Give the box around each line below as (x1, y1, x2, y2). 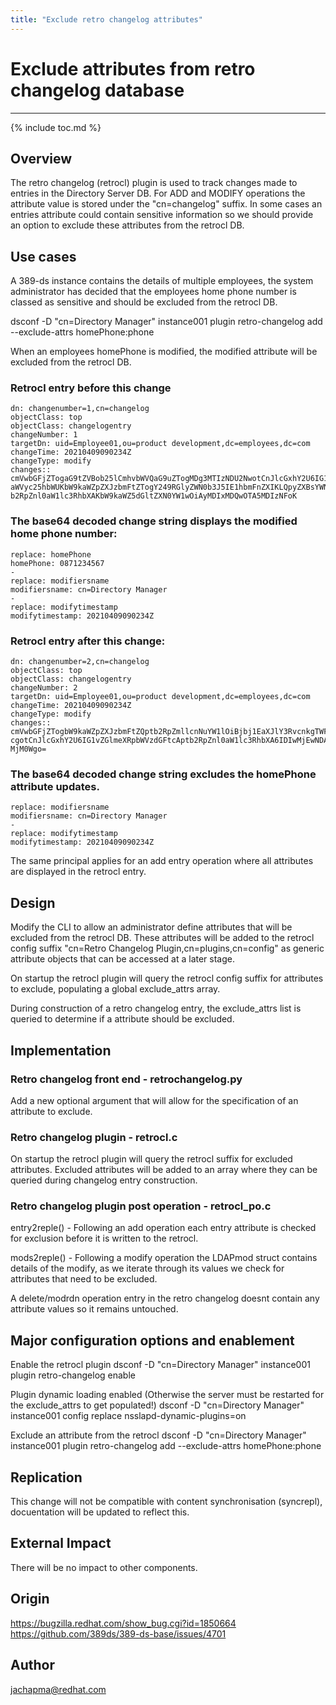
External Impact (10, 1535, 112, 1552)
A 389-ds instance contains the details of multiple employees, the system (10, 275, 314, 287)
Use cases (10, 248, 77, 265)
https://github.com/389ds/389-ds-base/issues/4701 (10, 1627, 227, 1640)
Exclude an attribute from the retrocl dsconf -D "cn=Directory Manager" (10, 1429, 307, 1441)
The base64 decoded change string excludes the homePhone (10, 767, 317, 781)
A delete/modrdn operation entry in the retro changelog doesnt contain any (10, 1292, 320, 1305)
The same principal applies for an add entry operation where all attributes (10, 855, 314, 867)
